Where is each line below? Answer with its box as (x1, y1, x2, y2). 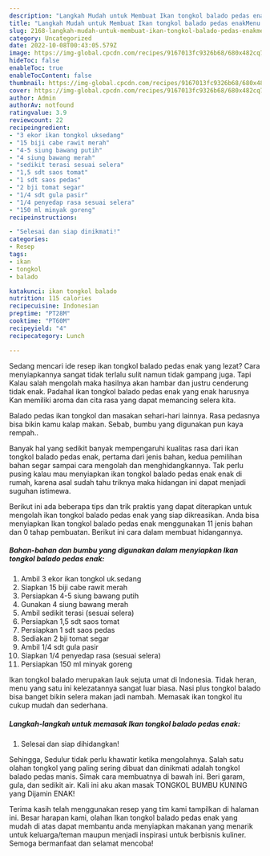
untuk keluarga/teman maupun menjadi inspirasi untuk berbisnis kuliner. (9, 830, 247, 840)
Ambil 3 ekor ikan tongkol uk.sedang (20, 574, 142, 584)
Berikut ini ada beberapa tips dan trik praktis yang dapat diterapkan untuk (9, 501, 252, 511)
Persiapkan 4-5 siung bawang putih (20, 591, 139, 601)
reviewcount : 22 (9, 116, 63, 124)
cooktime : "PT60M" (9, 317, 71, 325)
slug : (9, 26, 27, 35)
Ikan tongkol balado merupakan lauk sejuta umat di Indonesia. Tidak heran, (9, 675, 257, 685)
